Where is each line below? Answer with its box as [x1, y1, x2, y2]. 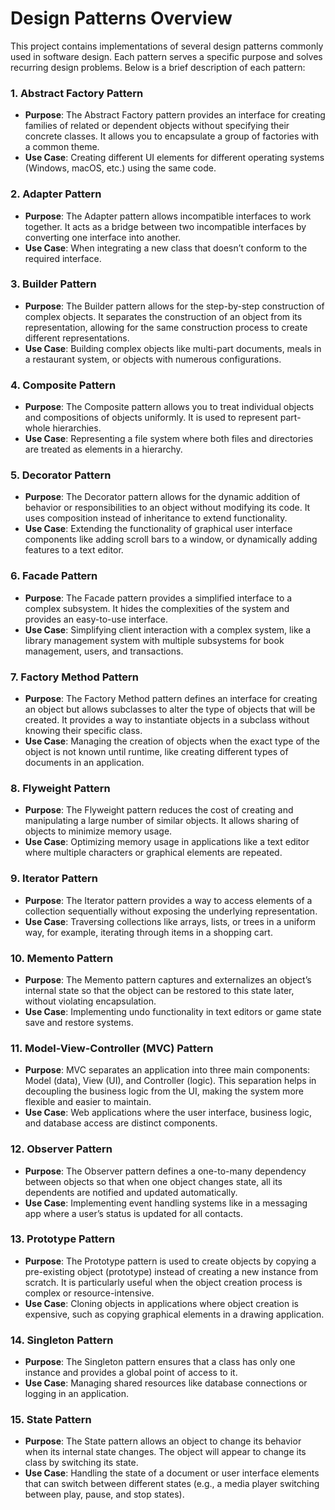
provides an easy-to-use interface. [24, 613, 169, 625]
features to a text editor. [24, 544, 124, 556]
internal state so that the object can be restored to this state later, [24, 984, 295, 996]
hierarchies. [52, 422, 102, 434]
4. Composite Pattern [10, 378, 117, 392]
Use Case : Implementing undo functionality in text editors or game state [24, 1005, 322, 1017]
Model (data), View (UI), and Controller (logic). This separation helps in [24, 1075, 317, 1087]
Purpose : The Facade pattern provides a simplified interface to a [24, 592, 293, 604]
